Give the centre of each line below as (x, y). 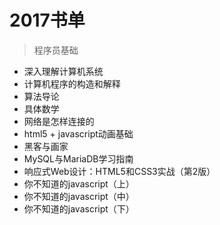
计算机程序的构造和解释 (72, 83)
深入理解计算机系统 (63, 71)
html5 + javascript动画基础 (78, 133)
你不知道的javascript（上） (79, 183)
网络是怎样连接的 (59, 121)
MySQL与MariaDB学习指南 (78, 158)
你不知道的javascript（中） (79, 196)
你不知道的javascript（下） (79, 208)
